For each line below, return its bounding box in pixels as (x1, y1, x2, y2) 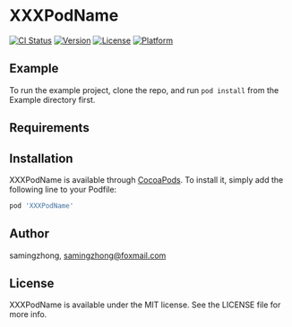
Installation (9, 151, 73, 166)
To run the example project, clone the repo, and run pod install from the (9, 84, 279, 95)
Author (9, 226, 49, 242)
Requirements (9, 120, 90, 135)
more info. (9, 309, 47, 320)
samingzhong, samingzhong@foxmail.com (9, 250, 167, 261)
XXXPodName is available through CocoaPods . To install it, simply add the (9, 174, 284, 185)
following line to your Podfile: (9, 184, 117, 194)
